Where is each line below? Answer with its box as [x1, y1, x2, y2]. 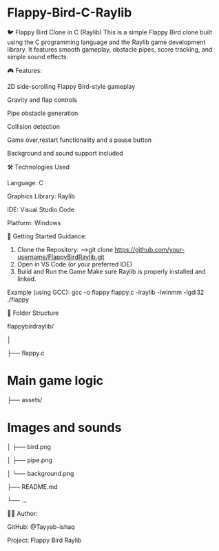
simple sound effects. [7, 52, 69, 61]
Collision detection [7, 122, 61, 130]
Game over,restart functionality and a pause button [7, 136, 152, 144]
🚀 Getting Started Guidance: [7, 232, 87, 240]
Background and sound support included [7, 149, 123, 157]
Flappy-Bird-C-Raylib [7, 5, 132, 21]
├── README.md [7, 482, 58, 490]
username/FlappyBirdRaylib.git [17, 253, 105, 261]
